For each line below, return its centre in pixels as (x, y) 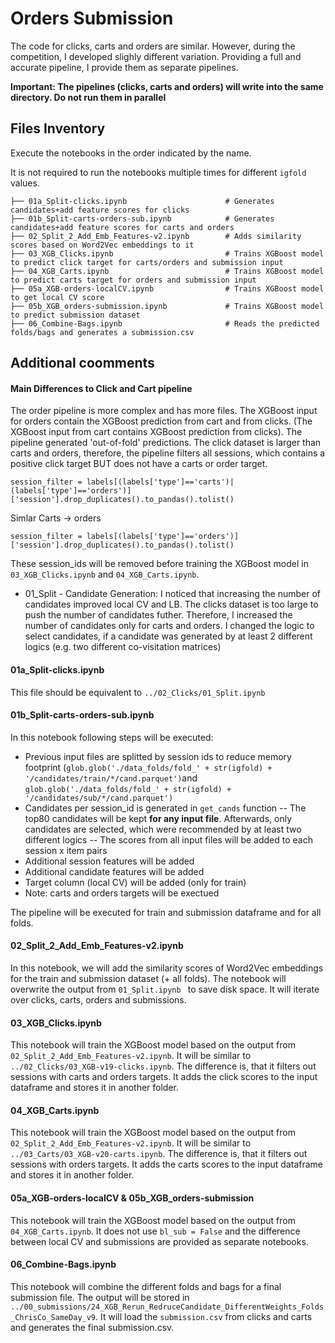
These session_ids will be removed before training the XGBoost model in (159, 564)
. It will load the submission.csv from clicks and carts (204, 1316)
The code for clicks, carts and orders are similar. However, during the (153, 46)
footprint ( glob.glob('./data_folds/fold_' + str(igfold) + (148, 767)
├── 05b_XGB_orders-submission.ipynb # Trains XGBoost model (167, 306)
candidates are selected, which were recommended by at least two (163, 829)
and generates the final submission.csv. (92, 1327)
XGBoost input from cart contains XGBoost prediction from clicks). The (156, 432)
